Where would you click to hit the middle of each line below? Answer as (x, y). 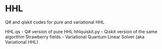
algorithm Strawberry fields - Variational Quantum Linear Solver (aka (75, 37)
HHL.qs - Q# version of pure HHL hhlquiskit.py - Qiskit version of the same (81, 31)
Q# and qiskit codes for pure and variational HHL (55, 22)
